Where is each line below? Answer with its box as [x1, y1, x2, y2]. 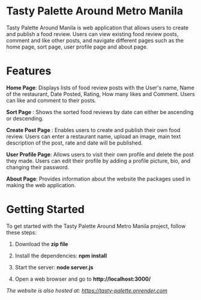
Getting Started [6, 203, 85, 217]
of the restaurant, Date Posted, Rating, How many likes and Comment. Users [6, 90, 195, 97]
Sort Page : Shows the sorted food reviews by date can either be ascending [6, 108, 194, 115]
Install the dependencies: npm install [14, 252, 107, 259]
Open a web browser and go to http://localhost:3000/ [14, 275, 151, 283]
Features [6, 64, 52, 78]
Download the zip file [14, 240, 68, 247]
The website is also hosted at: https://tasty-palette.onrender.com [6, 287, 168, 294]
